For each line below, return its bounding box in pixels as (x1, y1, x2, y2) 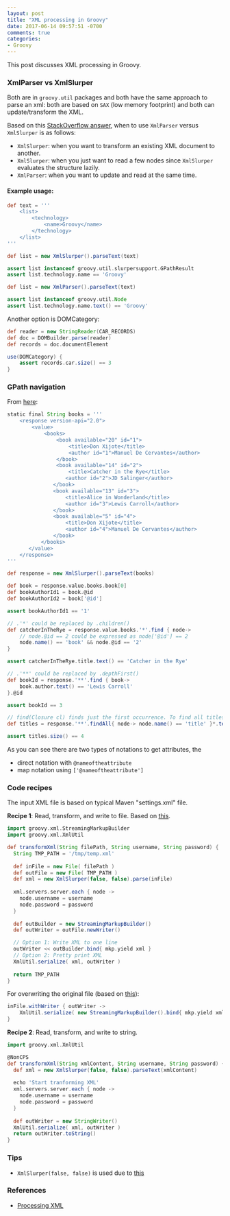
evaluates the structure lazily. (16, 164, 101, 172)
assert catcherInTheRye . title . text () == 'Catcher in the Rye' (7, 658, 188, 665)
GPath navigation (7, 382, 66, 392)
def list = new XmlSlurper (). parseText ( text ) (7, 252, 139, 259)
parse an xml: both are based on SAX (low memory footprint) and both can (7, 101, 215, 109)
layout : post (7, 10, 44, 17)
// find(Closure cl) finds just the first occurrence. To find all (7, 714, 204, 721)
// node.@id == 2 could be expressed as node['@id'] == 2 (19, 632, 188, 640)
